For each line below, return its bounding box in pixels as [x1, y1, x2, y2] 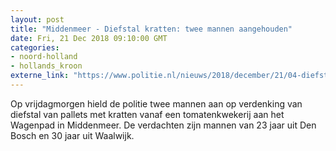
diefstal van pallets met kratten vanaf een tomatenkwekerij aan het [10, 108, 285, 120]
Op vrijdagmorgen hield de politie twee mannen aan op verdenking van [10, 97, 303, 110]
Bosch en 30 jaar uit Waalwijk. [10, 129, 135, 141]
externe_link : [10, 71, 70, 81]
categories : [10, 42, 60, 53]
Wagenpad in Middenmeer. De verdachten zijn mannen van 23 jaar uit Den [10, 119, 317, 131]
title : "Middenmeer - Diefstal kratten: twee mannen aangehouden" [10, 24, 293, 34]
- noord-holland [10, 52, 78, 62]
